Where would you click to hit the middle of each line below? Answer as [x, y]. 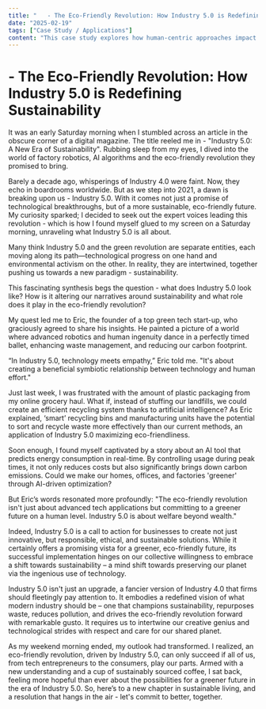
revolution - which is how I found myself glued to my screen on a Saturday [129, 223]
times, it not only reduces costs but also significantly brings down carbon [128, 467]
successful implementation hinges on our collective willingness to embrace [131, 557]
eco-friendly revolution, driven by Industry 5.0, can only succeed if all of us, [132, 655]
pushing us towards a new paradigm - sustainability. [93, 273]
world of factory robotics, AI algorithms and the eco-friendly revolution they [132, 158]
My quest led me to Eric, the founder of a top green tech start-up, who [123, 320]
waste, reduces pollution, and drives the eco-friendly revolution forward [125, 614]
